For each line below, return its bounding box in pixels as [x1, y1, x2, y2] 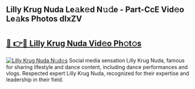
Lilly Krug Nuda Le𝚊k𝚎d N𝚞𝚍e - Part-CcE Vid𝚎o [6, 5, 184, 15]
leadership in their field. [6, 76, 64, 83]
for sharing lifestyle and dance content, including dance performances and [6, 64, 188, 70]
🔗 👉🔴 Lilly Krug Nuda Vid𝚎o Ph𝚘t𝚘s [6, 38, 142, 48]
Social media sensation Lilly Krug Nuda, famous [68, 57, 185, 64]
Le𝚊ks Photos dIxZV [6, 14, 82, 24]
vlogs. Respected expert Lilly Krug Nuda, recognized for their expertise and [6, 70, 190, 77]
